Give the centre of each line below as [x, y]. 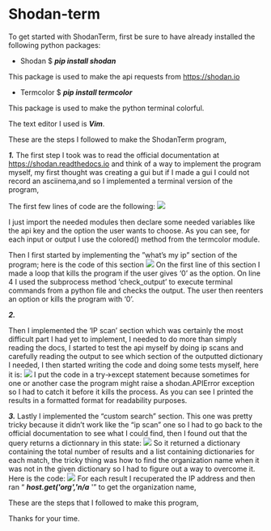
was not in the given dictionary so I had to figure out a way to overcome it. [132, 469]
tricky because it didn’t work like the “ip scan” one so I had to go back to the [135, 424]
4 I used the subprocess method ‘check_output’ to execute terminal [121, 281]
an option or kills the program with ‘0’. [71, 299]
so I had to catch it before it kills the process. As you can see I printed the [131, 392]
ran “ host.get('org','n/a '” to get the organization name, [102, 486]
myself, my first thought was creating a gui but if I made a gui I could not [129, 172]
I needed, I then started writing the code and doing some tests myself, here [133, 365]
